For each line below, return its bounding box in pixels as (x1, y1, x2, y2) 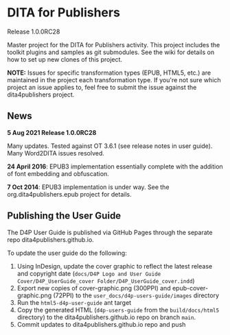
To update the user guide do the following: (7, 249, 127, 257)
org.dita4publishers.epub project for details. (7, 190, 132, 198)
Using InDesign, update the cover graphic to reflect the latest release (16, 262, 213, 270)
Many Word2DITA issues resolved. (7, 149, 105, 157)
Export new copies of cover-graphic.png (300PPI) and (16, 284, 171, 292)
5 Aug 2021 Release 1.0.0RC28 (7, 128, 97, 136)
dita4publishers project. (7, 90, 75, 99)
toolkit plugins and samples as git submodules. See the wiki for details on (7, 48, 215, 56)
